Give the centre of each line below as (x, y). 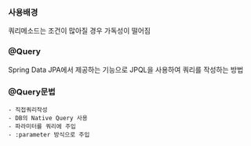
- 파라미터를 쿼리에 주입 (42, 126)
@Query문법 (32, 91)
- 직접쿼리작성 (28, 110)
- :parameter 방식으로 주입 (49, 134)
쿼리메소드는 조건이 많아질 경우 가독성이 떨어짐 (80, 31)
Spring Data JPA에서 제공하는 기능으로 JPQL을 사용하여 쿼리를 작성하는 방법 (126, 69)
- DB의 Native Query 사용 (48, 118)
